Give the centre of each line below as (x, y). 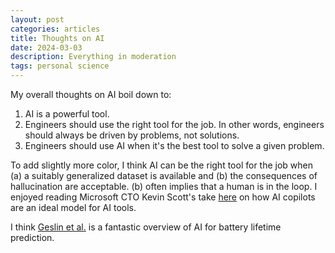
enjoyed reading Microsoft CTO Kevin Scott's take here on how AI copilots (163, 197)
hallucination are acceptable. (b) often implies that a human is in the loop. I (164, 186)
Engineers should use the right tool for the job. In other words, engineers (174, 124)
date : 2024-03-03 (46, 47)
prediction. (32, 237)
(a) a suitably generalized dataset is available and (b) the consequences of (164, 175)
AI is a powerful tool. (67, 114)
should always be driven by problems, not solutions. (132, 135)
